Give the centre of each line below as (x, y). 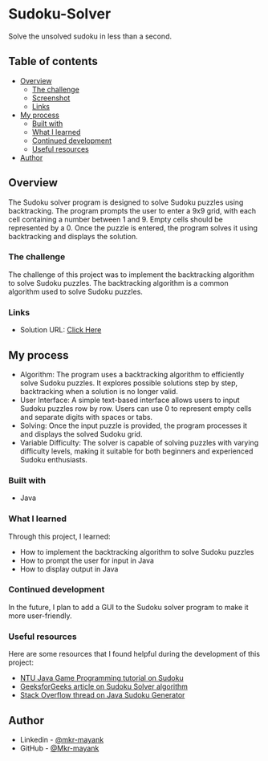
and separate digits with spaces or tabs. (86, 417)
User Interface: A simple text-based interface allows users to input (130, 400)
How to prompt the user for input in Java (87, 560)
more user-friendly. (40, 616)
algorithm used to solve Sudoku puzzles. (75, 291)
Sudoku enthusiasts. (54, 459)
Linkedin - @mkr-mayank (62, 739)
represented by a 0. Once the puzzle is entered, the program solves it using (133, 228)
